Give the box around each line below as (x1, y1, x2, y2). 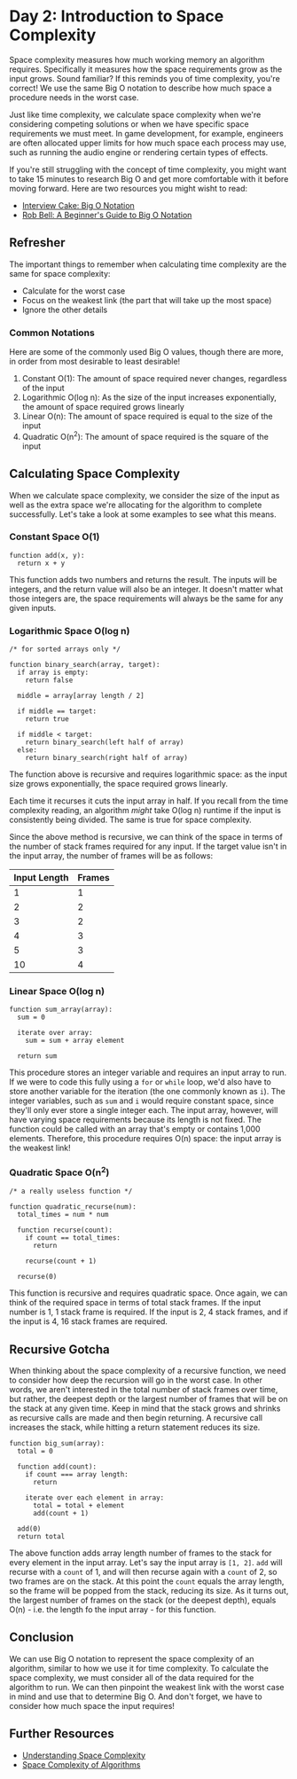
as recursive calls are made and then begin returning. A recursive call (9, 1412, 263, 1422)
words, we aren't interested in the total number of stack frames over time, (9, 1383, 278, 1394)
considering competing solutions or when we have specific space (9, 118, 250, 129)
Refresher (9, 235, 66, 250)
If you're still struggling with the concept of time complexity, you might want (9, 164, 287, 175)
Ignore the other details (21, 304, 108, 315)
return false (25, 676, 74, 685)
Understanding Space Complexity (21, 1750, 146, 1760)
